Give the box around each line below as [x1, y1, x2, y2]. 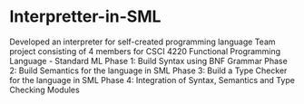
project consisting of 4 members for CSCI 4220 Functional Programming [9, 45, 281, 56]
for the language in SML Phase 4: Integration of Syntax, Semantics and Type [9, 74, 295, 85]
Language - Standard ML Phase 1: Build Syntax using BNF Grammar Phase [9, 55, 288, 66]
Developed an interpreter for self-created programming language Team [9, 36, 276, 47]
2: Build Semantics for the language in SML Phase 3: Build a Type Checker [9, 65, 288, 76]
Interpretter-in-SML [9, 6, 162, 27]
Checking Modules [9, 84, 80, 95]
